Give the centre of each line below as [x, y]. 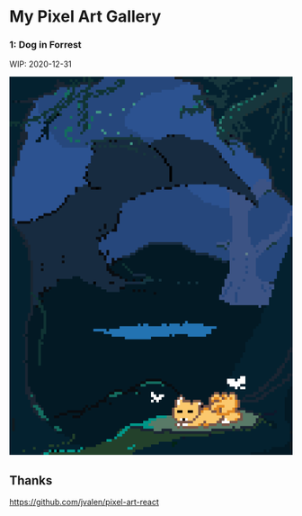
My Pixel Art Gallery [85, 17]
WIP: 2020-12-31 [40, 64]
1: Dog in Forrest [46, 45]
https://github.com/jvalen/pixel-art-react [84, 502]
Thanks [31, 480]
